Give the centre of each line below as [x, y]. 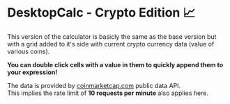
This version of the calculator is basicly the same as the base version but [112, 36]
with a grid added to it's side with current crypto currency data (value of [111, 44]
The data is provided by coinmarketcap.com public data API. [94, 85]
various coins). [29, 51]
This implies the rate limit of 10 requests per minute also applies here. [108, 93]
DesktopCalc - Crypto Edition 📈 [101, 13]
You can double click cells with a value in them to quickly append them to [115, 64]
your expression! [32, 72]
